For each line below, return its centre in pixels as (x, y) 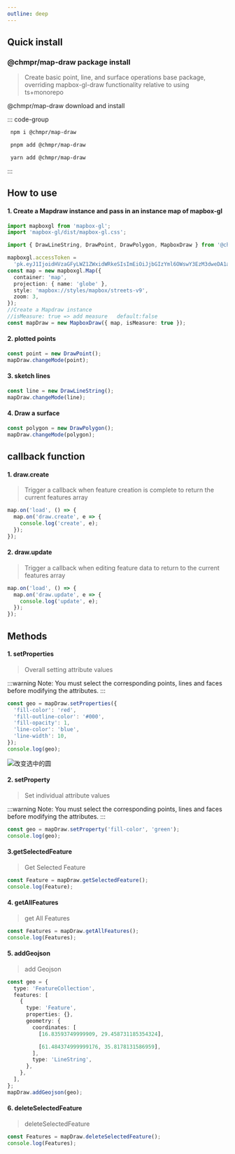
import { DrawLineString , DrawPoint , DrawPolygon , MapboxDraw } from (111, 245)
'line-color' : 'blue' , (47, 730)
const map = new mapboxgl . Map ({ (54, 271)
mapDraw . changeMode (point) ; (48, 360)
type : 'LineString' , (62, 1060)
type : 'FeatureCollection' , (55, 988)
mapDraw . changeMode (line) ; (47, 397)
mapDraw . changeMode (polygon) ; (51, 435)
